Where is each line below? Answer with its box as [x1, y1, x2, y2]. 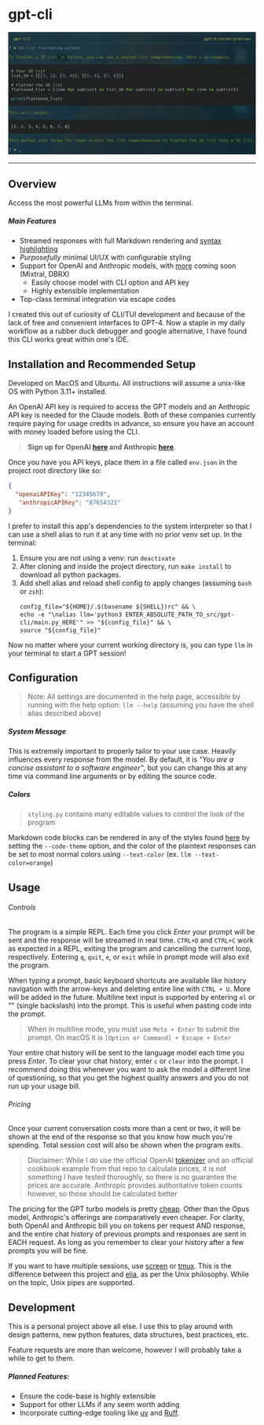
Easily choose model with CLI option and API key [31, 277, 190, 288]
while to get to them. [8, 1353, 75, 1363]
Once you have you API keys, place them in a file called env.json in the [8, 457, 237, 467]
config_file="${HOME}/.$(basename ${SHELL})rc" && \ [19, 603, 196, 611]
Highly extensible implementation [31, 286, 140, 296]
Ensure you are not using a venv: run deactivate [19, 553, 176, 563]
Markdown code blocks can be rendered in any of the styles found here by [8, 833, 250, 843]
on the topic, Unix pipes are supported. [8, 1278, 135, 1287]
